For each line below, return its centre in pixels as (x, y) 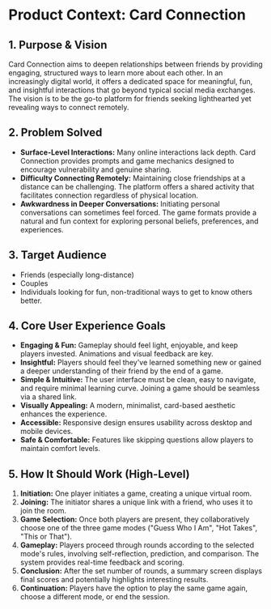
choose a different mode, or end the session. (95, 597)
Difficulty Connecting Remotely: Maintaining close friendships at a (133, 178)
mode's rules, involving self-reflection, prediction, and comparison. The (140, 554)
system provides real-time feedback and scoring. (102, 562)
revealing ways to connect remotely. (69, 107)
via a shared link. (48, 397)
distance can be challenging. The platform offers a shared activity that (137, 186)
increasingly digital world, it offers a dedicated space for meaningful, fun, (131, 81)
